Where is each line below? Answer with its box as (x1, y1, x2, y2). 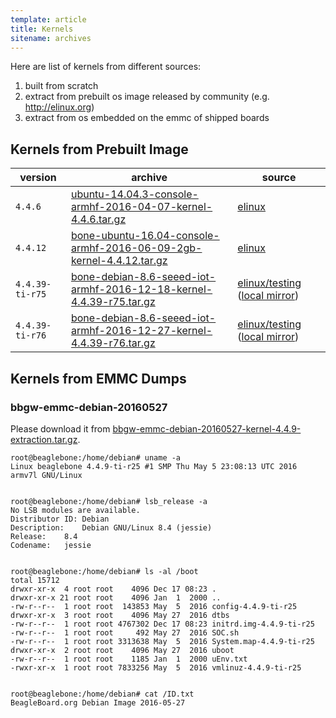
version (19, 171, 57, 185)
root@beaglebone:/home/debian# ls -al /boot (10, 566, 199, 576)
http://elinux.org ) (24, 101, 95, 113)
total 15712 (10, 575, 60, 585)
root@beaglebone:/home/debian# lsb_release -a (10, 496, 208, 506)
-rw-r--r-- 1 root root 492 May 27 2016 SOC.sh (10, 627, 240, 638)
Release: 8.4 (10, 531, 78, 541)
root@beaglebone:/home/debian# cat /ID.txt (10, 689, 195, 699)
